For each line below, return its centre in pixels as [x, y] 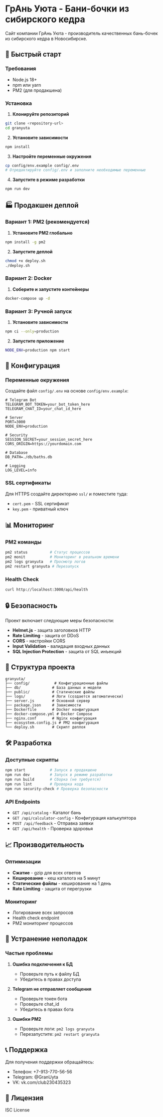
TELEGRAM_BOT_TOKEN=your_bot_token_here [48, 405]
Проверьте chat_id [40, 1004]
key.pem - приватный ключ [40, 509]
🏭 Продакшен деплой [42, 205]
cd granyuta [17, 128]
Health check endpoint [36, 918]
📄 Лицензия [24, 1098]
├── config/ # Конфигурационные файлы [57, 683]
